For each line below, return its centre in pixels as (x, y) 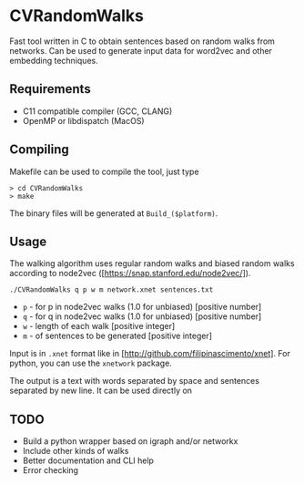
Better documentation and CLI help (88, 460)
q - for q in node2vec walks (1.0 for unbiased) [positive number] (142, 316)
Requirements (50, 89)
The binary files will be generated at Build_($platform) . (114, 213)
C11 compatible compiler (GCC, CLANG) (97, 111)
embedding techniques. (54, 60)
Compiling (40, 150)
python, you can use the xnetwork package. (91, 363)
